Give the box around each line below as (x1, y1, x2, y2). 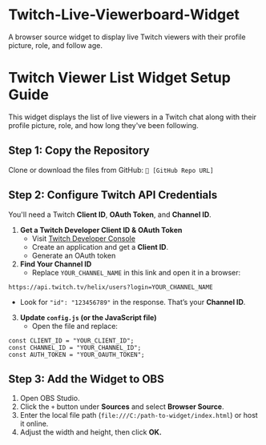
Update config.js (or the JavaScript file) (19, 312, 157, 322)
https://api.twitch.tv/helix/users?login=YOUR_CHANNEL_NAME (8, 283, 214, 291)
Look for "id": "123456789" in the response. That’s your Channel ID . (19, 297, 246, 307)
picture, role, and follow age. (8, 40, 103, 50)
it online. (19, 419, 49, 429)
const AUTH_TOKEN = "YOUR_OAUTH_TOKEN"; (8, 351, 146, 359)
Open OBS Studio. (19, 394, 80, 403)
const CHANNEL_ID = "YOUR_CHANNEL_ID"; (8, 343, 142, 351)
